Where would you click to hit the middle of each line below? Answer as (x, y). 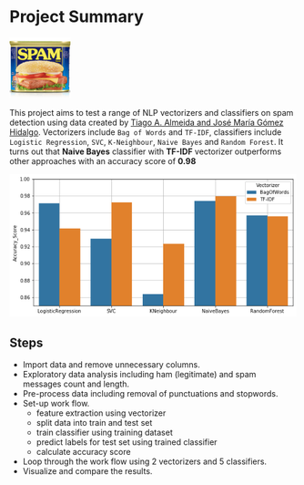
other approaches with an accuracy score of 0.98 (103, 160)
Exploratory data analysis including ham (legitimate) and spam (139, 374)
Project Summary (76, 17)
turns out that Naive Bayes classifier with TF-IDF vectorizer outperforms (146, 151)
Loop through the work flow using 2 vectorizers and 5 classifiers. (144, 461)
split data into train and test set (94, 422)
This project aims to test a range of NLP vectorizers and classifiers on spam (152, 112)
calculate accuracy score (83, 451)
